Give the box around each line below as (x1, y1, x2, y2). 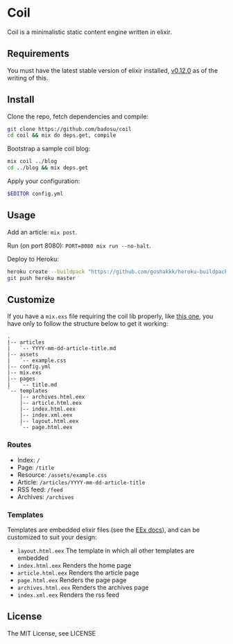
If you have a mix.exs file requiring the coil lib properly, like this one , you (7, 312, 214, 320)
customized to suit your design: (7, 532, 97, 541)
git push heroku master (7, 275, 76, 281)
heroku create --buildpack (7, 268, 85, 275)
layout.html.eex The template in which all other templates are (17, 546, 195, 555)
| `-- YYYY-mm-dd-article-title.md (7, 345, 116, 352)
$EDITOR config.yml (7, 191, 64, 198)
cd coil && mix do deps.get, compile (7, 132, 116, 139)
